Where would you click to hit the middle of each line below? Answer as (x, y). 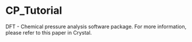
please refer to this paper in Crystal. (49, 32)
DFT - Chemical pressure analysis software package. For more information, (96, 26)
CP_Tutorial (34, 11)
